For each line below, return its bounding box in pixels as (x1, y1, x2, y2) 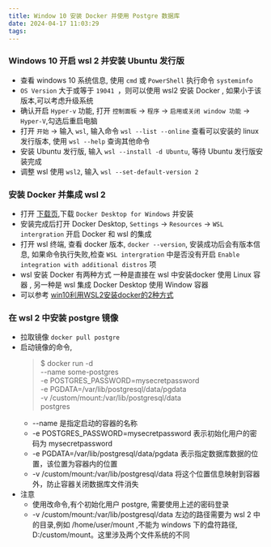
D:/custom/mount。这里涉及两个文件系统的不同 (32, 530, 190, 540)
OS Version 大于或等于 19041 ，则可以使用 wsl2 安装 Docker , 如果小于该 (19, 85, 262, 95)
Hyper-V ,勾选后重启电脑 (19, 115, 98, 126)
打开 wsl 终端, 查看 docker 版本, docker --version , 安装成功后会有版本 (19, 239, 254, 248)
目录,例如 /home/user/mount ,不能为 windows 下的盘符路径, (39, 520, 238, 530)
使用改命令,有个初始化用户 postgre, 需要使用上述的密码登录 (32, 500, 230, 510)
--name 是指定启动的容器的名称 (32, 419, 138, 429)
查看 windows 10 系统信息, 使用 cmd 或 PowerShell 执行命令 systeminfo (19, 75, 253, 85)
